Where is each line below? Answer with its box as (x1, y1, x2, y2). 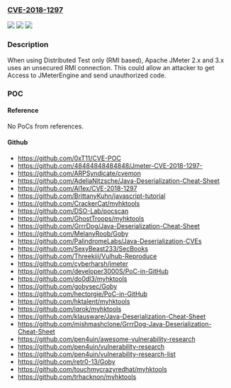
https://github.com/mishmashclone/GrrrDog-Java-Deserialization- (17, 319, 212, 328)
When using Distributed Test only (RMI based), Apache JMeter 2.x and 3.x (7, 55, 225, 65)
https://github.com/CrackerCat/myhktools (17, 199, 140, 207)
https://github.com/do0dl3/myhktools (17, 275, 128, 283)
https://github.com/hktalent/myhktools (17, 296, 130, 306)
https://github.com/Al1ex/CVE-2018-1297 (17, 184, 137, 192)
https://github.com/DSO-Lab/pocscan (17, 206, 129, 215)
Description (7, 40, 49, 50)
